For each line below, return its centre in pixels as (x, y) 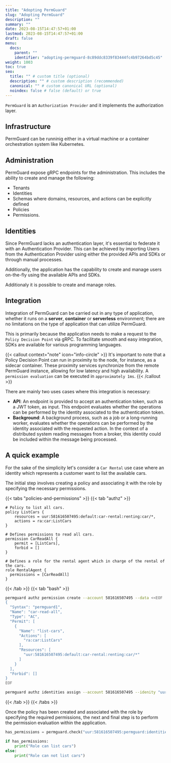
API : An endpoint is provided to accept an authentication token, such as (88, 401)
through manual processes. (34, 259)
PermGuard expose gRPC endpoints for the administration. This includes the (85, 173)
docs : (16, 48)
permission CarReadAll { (32, 539)
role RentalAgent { (26, 570)
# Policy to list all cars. (35, 507)
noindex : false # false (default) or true (55, 91)
